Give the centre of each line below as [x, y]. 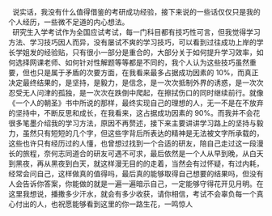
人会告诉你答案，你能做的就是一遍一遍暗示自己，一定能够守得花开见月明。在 [136, 184]
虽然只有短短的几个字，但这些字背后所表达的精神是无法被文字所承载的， [143, 133]
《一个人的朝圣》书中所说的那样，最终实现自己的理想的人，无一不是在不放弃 [136, 103]
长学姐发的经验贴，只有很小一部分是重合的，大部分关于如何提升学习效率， [132, 52]
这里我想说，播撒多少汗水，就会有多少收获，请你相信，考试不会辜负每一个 [132, 194]
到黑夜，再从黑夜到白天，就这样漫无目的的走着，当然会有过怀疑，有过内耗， [136, 163]
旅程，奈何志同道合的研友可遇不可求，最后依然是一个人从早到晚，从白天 [143, 153]
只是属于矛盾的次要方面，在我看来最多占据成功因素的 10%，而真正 [147, 72]
